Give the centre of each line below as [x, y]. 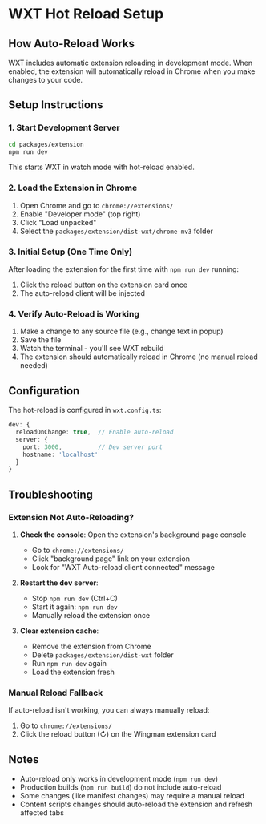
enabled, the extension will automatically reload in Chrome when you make [132, 71]
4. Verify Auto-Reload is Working [74, 313]
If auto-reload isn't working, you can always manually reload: [109, 710]
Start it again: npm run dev [75, 607]
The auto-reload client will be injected [83, 293]
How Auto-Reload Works [71, 44]
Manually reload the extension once [91, 615]
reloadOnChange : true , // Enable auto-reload [95, 432]
